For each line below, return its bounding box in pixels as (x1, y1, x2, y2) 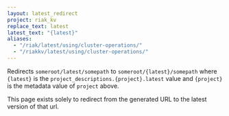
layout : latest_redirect (7, 10, 78, 17)
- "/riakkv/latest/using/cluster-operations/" (13, 49, 149, 56)
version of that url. (7, 102, 60, 111)
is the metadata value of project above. (7, 82, 119, 90)
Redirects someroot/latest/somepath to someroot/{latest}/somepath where (7, 67, 217, 76)
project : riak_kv (7, 16, 57, 23)
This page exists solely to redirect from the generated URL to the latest (7, 95, 207, 103)
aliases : (7, 36, 32, 43)
